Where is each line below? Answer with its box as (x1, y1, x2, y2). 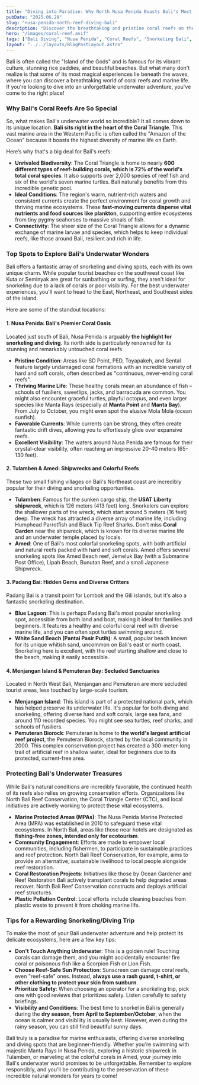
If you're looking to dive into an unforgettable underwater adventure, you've (6, 83, 191, 90)
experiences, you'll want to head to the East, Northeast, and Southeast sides (6, 288, 193, 296)
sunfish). (14, 413, 37, 420)
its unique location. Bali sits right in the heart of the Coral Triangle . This (6, 124, 182, 131)
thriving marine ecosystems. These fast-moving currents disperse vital (14, 204, 191, 211)
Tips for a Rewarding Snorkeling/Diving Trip (6, 916, 135, 925)
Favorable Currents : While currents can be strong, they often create (14, 420, 182, 427)
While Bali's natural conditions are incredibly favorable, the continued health (6, 783, 192, 790)
